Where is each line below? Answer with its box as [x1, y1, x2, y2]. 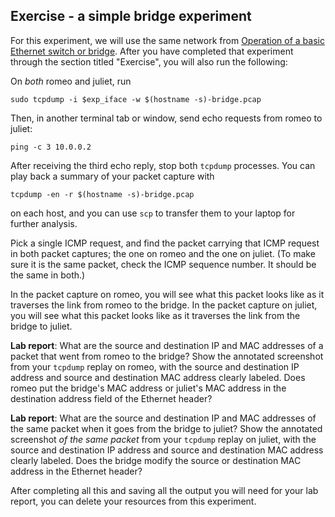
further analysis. [10, 217, 78, 229]
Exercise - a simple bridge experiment [10, 8, 252, 25]
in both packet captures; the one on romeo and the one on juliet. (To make [10, 247, 316, 259]
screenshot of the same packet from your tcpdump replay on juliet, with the [10, 433, 317, 445]
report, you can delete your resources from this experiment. [10, 495, 257, 507]
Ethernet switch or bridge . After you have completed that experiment [10, 45, 294, 57]
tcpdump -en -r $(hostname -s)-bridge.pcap [10, 189, 195, 199]
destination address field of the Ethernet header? [10, 392, 213, 404]
